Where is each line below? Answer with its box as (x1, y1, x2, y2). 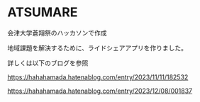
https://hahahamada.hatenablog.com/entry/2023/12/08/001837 (7, 86, 193, 95)
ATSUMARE (7, 4, 78, 21)
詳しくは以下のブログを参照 (7, 58, 89, 67)
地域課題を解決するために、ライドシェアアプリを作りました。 (7, 43, 188, 52)
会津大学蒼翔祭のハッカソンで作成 (7, 28, 107, 37)
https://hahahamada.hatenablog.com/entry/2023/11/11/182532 (7, 72, 189, 81)
